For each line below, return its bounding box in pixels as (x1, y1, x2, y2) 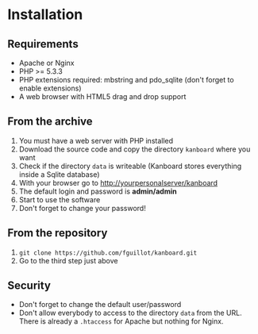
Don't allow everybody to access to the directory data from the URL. (18, 308, 243, 318)
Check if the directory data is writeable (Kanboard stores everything (18, 161, 242, 171)
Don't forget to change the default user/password (18, 300, 182, 309)
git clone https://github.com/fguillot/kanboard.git (18, 248, 198, 257)
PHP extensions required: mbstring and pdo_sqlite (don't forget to (18, 75, 235, 84)
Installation (7, 6, 83, 24)
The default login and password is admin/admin (18, 186, 177, 196)
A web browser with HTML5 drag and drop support (18, 92, 187, 101)
